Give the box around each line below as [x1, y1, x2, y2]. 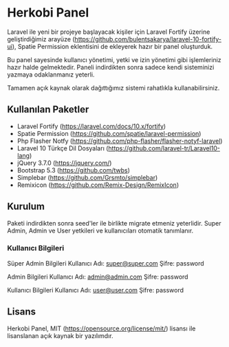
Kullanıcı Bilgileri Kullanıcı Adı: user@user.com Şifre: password [7, 286, 184, 294]
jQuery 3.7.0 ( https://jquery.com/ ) [17, 159, 112, 167]
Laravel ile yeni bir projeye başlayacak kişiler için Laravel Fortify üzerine [7, 28, 210, 36]
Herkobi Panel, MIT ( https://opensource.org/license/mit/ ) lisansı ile [7, 324, 196, 333]
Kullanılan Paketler [7, 103, 89, 115]
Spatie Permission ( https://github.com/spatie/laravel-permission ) [17, 129, 201, 137]
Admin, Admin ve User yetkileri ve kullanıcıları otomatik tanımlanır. [7, 226, 194, 235]
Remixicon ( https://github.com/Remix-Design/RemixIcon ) [17, 181, 179, 189]
